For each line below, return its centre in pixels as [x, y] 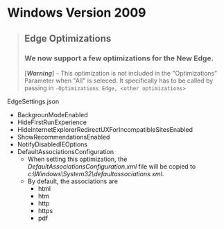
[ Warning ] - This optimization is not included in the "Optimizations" [121, 73]
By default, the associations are [72, 181]
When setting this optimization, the [77, 159]
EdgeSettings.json [33, 101]
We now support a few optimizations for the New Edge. [119, 58]
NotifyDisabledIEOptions [52, 144]
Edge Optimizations [68, 39]
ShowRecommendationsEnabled [63, 137]
